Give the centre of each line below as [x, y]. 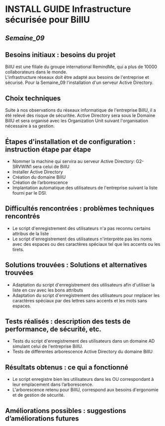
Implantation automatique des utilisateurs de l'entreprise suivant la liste [85, 188]
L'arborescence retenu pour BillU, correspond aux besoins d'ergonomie [85, 390]
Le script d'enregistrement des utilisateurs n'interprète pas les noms [82, 239]
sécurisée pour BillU [48, 20]
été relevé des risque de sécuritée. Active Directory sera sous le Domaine [80, 116]
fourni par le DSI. [29, 193]
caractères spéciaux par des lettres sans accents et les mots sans [80, 300]
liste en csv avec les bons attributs [48, 290]
